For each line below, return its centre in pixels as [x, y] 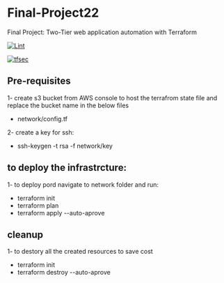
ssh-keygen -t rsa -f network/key [65, 146]
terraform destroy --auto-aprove [64, 273]
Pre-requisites [39, 81]
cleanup [25, 235]
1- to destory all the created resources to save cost [80, 252]
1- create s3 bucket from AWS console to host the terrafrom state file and [112, 98]
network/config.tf [42, 118]
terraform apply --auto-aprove [61, 213]
